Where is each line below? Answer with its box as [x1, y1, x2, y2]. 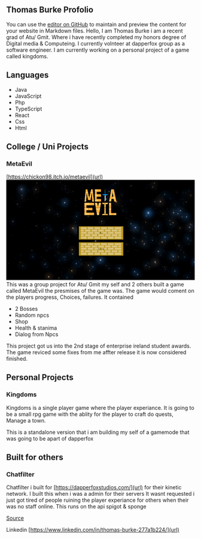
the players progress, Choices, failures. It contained [6, 294, 133, 301]
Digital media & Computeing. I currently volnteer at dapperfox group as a [6, 40, 185, 47]
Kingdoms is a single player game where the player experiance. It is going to [6, 404, 194, 411]
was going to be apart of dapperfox [6, 435, 94, 442]
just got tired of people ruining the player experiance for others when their [6, 496, 189, 504]
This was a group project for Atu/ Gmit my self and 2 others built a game [6, 280, 184, 288]
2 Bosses [14, 305, 38, 312]
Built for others [6, 453, 64, 463]
